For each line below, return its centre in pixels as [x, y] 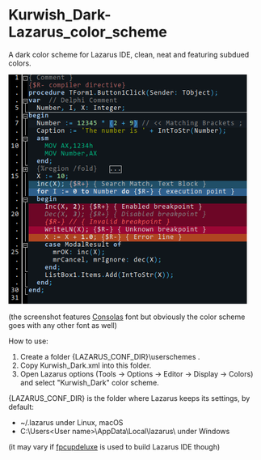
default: [21, 407]
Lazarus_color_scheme [88, 32]
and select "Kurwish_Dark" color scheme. [89, 382]
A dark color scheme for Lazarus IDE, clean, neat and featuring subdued [129, 54]
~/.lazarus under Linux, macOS [72, 422]
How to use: [28, 341]
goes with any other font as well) [63, 325]
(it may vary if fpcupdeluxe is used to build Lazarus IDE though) [114, 446]
